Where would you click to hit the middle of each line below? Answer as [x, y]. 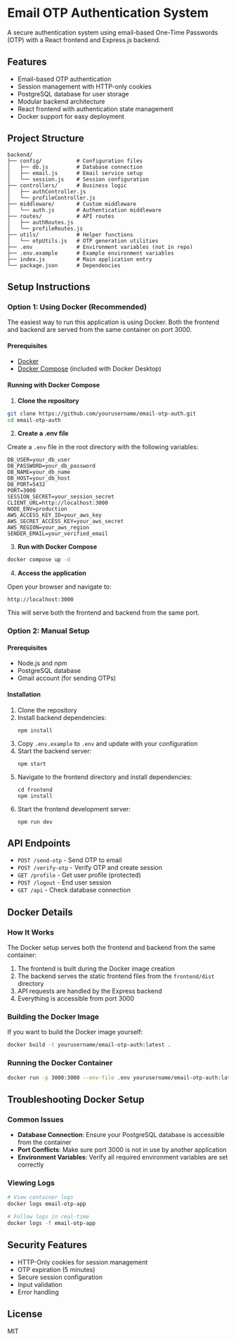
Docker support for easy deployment [71, 116]
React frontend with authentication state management [95, 109]
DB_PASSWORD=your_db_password [52, 466]
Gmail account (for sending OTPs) [67, 678]
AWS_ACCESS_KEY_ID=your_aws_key [54, 515]
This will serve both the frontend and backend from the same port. [104, 612]
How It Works [31, 932]
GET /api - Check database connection [74, 890]
